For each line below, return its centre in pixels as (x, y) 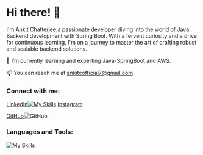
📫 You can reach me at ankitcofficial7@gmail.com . (70, 73)
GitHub (15, 116)
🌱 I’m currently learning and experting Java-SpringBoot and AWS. (89, 60)
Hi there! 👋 (34, 13)
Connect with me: (33, 91)
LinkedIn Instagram (45, 104)
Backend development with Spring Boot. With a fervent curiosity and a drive (101, 35)
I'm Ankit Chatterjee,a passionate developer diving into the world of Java (98, 29)
